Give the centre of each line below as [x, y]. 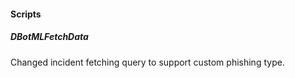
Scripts [26, 14]
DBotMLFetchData [49, 37]
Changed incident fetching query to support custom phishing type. [147, 62]
